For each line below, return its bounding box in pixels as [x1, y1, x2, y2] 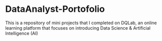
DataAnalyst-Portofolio [5, 3, 105, 15]
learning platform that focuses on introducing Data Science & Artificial [5, 25, 150, 31]
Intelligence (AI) [5, 30, 38, 36]
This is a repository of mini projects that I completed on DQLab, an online [5, 20, 157, 26]
